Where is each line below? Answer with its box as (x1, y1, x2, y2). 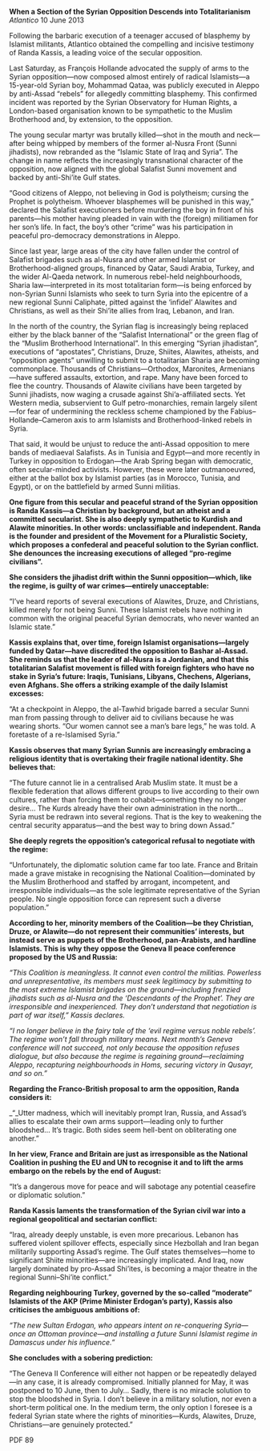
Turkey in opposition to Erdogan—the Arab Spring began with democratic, (9, 456, 253, 466)
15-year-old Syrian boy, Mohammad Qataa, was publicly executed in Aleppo (9, 80, 260, 90)
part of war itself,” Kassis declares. (9, 1010, 125, 1020)
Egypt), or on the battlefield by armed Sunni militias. (9, 482, 181, 491)
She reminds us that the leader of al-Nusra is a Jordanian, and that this (9, 655, 249, 664)
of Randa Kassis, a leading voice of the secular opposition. (9, 48, 203, 57)
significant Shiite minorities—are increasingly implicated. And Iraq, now (9, 1255, 244, 1265)
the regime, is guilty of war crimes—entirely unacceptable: (9, 581, 209, 590)
